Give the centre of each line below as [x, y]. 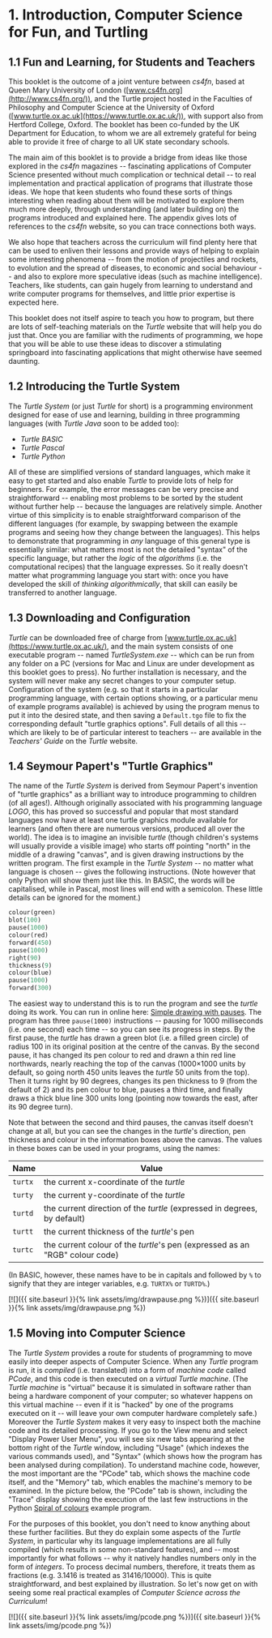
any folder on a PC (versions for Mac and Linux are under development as [132, 663]
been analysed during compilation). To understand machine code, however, [134, 1465]
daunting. [24, 361]
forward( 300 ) [30, 988]
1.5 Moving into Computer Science [97, 1334]
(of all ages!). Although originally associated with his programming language [136, 803]
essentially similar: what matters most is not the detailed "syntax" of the [128, 550]
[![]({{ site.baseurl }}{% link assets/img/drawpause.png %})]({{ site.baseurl [134, 1299]
